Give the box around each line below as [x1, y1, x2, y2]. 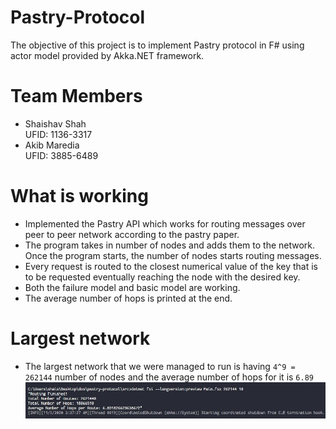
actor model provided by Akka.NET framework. [10, 49, 205, 61]
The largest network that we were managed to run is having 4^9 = [24, 360, 296, 372]
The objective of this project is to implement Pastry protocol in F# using [10, 39, 305, 51]
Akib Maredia [24, 139, 80, 151]
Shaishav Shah [24, 117, 87, 130]
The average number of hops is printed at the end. [24, 292, 233, 304]
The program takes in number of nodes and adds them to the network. [24, 239, 316, 251]
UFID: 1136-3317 [24, 128, 93, 140]
